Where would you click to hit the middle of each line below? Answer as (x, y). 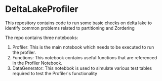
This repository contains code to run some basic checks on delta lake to (79, 23)
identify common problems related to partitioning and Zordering (70, 28)
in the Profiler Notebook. (37, 63)
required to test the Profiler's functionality (55, 73)
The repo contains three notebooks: (41, 38)
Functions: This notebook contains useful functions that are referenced (84, 57)
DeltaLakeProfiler (42, 9)
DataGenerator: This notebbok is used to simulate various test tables (82, 68)
